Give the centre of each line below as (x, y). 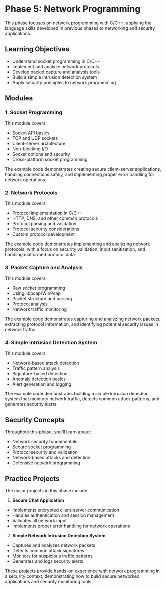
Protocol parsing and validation (44, 223)
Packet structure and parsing (42, 299)
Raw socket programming (39, 288)
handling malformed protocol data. (41, 254)
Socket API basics (31, 133)
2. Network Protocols (31, 193)
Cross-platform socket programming (50, 159)
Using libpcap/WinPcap (37, 293)
